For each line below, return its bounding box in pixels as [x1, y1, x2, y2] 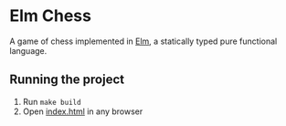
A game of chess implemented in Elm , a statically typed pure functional [9, 36, 278, 47]
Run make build [22, 96, 81, 107]
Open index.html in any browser [22, 106, 143, 117]
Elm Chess [9, 5, 91, 26]
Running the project [9, 72, 125, 88]
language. [9, 45, 48, 56]
